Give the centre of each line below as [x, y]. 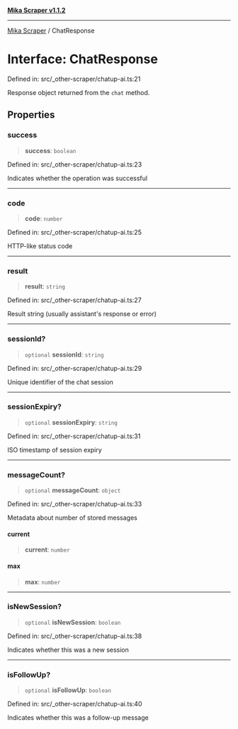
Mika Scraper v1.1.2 [36, 10]
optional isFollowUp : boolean [68, 690]
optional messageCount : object [73, 490]
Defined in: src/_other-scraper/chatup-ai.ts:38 [75, 636]
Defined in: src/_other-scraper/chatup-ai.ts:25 [74, 232]
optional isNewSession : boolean [73, 622]
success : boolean [50, 150]
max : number [42, 581]
